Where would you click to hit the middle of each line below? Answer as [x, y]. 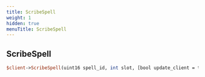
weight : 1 [19, 18]
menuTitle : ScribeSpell [37, 29]
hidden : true [23, 23]
